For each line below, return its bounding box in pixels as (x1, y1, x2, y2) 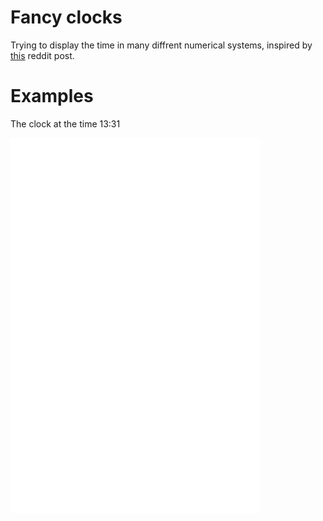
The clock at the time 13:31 (10, 117, 121, 130)
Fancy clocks (10, 6, 123, 29)
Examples (10, 85, 94, 108)
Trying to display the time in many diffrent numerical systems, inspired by (10, 39, 313, 51)
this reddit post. (10, 49, 75, 61)
